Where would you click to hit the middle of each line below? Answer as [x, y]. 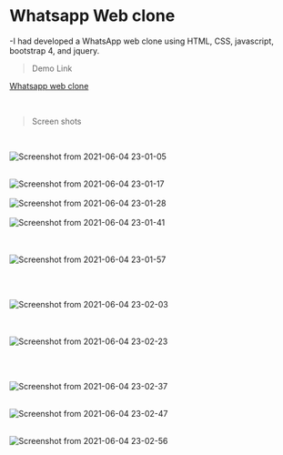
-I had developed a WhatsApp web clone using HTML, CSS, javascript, [142, 41]
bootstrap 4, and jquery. [55, 50]
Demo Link [52, 68]
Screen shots [56, 121]
